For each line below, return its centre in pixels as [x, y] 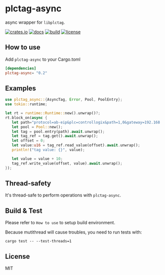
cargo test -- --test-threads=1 [38, 241]
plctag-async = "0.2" [26, 73]
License [18, 256]
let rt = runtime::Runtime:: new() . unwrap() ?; [53, 113]
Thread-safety [28, 183]
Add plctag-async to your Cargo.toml [43, 59]
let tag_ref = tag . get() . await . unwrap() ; [55, 136]
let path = [22, 122]
